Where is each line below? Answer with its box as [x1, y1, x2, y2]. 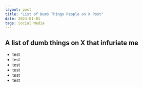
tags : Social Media [5, 20, 45, 26]
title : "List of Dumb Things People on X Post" [5, 12, 104, 17]
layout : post [5, 7, 32, 12]
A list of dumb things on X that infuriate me [5, 38, 139, 47]
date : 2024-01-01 [5, 16, 41, 21]
